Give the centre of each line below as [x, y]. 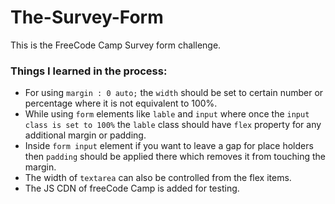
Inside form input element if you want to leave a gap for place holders [169, 146]
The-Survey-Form [87, 17]
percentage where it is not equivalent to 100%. [121, 103]
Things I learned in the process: [89, 71]
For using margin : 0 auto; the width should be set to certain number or [174, 93]
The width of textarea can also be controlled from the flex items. [158, 178]
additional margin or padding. [85, 135]
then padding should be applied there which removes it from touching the [175, 157]
